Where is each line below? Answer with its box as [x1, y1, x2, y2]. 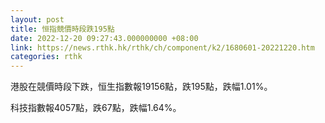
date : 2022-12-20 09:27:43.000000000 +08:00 [10, 33, 199, 43]
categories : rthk [10, 52, 83, 62]
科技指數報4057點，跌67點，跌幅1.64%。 [10, 102, 182, 114]
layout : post [10, 14, 65, 25]
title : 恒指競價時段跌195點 [10, 24, 115, 34]
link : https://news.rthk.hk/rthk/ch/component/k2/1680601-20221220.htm [10, 42, 315, 53]
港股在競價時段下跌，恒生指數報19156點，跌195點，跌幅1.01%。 [10, 81, 273, 93]
